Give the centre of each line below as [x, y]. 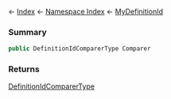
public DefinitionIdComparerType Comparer [80, 49]
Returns [24, 69]
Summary [28, 32]
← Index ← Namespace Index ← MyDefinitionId [85, 12]
